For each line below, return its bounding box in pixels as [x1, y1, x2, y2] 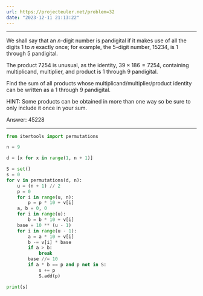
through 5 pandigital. [6, 50, 59, 57]
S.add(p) [38, 273, 61, 279]
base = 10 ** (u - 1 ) [17, 222, 71, 228]
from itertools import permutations [6, 133, 98, 139]
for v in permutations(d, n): [6, 177, 83, 183]
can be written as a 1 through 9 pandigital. [6, 86, 111, 93]
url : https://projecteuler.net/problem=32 [6, 8, 115, 15]
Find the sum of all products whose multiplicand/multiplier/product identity [6, 79, 192, 87]
